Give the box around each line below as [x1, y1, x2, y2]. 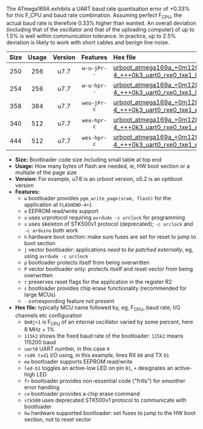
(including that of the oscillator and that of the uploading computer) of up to [6, 25, 195, 33]
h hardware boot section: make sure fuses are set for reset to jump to [24, 233, 196, 240]
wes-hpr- [82, 134, 107, 141]
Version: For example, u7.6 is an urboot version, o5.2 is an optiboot [14, 175, 183, 182]
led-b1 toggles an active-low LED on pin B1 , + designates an [24, 364, 173, 372]
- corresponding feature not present [24, 297, 115, 304]
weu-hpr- [82, 117, 107, 123]
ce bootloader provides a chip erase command [24, 390, 140, 398]
